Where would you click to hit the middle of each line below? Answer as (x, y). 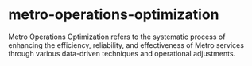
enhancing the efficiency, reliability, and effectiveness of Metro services (126, 45)
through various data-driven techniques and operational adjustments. (122, 53)
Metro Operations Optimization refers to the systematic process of (117, 37)
